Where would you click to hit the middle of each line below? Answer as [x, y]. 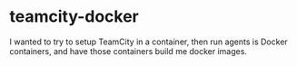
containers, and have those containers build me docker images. [129, 51]
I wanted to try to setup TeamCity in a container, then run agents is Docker [148, 42]
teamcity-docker [74, 17]
